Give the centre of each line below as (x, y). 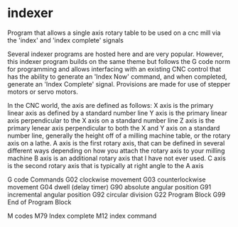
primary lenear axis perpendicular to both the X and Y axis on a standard (114, 128)
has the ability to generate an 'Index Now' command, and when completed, (117, 77)
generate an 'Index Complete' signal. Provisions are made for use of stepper (119, 84)
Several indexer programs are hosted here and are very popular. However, (115, 54)
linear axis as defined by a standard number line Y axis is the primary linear (117, 113)
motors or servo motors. (43, 92)
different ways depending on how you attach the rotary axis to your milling (116, 150)
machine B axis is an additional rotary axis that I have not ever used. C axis (117, 158)
